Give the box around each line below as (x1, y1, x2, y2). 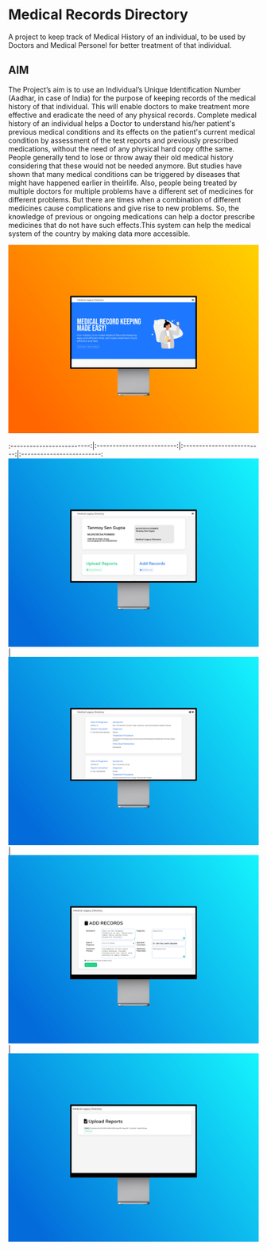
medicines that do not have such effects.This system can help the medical (8, 220, 252, 230)
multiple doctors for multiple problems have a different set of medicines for (8, 186, 254, 196)
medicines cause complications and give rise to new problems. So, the (8, 203, 240, 213)
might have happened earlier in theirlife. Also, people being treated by (8, 178, 238, 187)
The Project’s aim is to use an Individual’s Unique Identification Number (8, 85, 241, 94)
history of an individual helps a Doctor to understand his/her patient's (8, 118, 236, 128)
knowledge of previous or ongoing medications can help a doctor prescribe (8, 211, 256, 221)
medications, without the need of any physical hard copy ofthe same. (8, 143, 235, 153)
